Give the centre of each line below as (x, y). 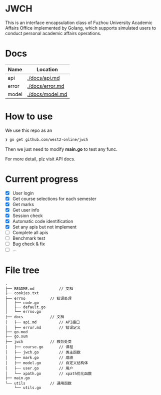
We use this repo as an (29, 130)
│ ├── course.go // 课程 (39, 347)
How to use (29, 117)
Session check (27, 216)
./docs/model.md (47, 94)
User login (23, 193)
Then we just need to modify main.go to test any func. (61, 149)
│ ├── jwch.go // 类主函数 (43, 352)
